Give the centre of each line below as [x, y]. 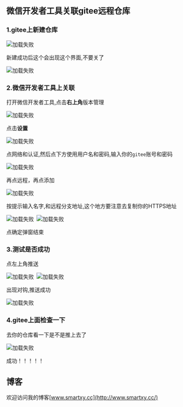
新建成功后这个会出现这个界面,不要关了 [56, 57]
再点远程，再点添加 [30, 180]
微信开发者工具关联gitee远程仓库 [68, 11]
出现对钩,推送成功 [29, 290]
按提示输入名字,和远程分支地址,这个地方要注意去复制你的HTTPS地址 [91, 206]
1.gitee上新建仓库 [32, 30]
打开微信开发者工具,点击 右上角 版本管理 [56, 102]
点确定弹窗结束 [25, 232]
